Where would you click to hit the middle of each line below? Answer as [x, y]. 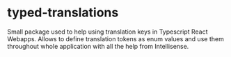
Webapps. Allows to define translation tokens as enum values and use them [115, 38]
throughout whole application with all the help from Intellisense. [98, 46]
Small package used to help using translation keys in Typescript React [107, 32]
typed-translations [63, 13]
